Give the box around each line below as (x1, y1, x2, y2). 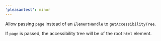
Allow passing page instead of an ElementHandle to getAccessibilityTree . (5, 21, 156, 27)
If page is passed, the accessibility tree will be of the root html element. (5, 30, 152, 36)
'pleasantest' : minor (5, 7, 51, 12)
